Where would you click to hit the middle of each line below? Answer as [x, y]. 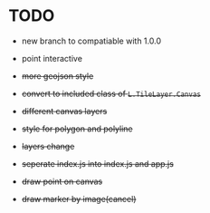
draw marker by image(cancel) [79, 198]
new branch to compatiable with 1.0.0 [91, 41]
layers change [48, 146]
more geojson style [57, 76]
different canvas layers [64, 111]
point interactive [52, 58]
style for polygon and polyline [77, 129]
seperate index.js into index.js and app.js [97, 163]
